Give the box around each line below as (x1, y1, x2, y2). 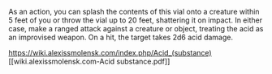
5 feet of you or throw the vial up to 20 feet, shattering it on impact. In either (8, 15, 262, 25)
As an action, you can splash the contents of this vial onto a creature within (8, 7, 260, 16)
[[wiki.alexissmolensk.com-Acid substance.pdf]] (8, 56, 171, 66)
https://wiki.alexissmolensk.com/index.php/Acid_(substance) (8, 48, 213, 57)
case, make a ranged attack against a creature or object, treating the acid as (8, 24, 264, 33)
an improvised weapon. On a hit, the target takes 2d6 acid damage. (8, 32, 234, 42)
